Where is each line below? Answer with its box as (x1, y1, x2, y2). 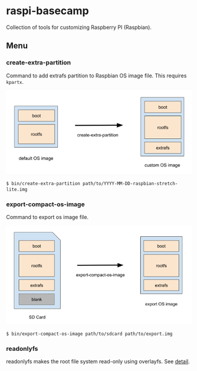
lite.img (6, 186, 28, 193)
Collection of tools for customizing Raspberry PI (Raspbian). (6, 24, 152, 31)
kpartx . (6, 78, 24, 85)
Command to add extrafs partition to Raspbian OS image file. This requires (6, 72, 187, 79)
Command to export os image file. (6, 213, 89, 220)
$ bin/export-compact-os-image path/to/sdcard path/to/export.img (6, 331, 173, 337)
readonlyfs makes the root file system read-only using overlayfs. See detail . (6, 358, 190, 365)
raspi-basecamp (6, 4, 90, 18)
